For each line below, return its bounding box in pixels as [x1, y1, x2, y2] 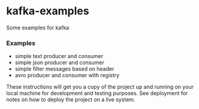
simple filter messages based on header [14, 65, 114, 72]
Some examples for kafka [6, 24, 70, 31]
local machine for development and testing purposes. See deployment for [6, 90, 188, 97]
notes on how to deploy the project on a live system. [6, 96, 135, 103]
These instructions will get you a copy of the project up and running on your [6, 83, 194, 90]
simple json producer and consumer [14, 59, 105, 66]
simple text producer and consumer [14, 53, 104, 60]
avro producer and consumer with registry [14, 72, 120, 79]
